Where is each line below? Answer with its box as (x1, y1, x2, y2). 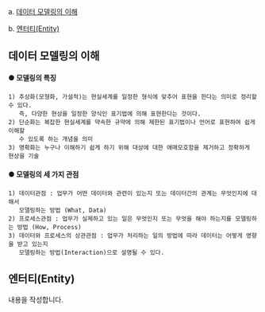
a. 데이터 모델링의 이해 (8, 7, 78, 16)
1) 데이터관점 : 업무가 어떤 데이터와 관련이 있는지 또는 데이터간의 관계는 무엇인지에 (8, 189, 248, 197)
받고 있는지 (17, 240, 48, 248)
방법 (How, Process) (17, 223, 82, 231)
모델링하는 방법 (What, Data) (18, 206, 107, 214)
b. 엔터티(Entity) (8, 24, 60, 33)
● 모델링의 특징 (8, 72, 57, 82)
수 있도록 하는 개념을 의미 (18, 135, 94, 143)
